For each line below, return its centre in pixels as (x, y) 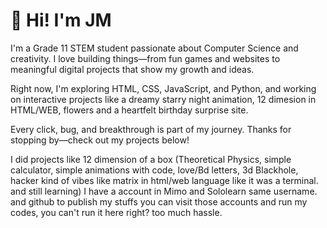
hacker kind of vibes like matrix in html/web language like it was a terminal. (164, 180)
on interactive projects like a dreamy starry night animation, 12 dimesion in (163, 99)
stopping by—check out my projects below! (100, 140)
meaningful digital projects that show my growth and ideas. (132, 69)
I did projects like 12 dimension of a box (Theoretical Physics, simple (151, 159)
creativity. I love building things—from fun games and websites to (145, 58)
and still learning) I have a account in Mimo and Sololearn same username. (164, 191)
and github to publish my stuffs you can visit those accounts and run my (159, 201)
